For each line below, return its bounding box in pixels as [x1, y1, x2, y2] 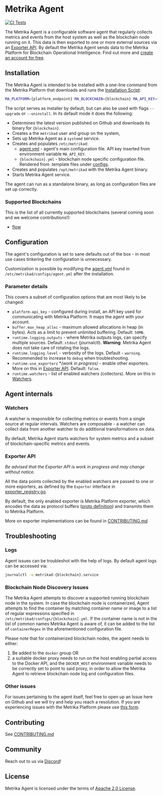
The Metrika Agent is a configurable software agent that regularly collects [5, 29, 153, 35]
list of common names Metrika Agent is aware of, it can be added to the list [5, 621, 155, 627]
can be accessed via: [5, 563, 48, 569]
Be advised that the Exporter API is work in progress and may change [5, 464, 145, 470]
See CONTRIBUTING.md [5, 731, 54, 737]
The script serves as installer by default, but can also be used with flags [5, 105, 149, 111]
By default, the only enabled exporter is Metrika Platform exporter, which [5, 498, 150, 504]
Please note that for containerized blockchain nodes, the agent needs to [5, 635, 149, 641]
